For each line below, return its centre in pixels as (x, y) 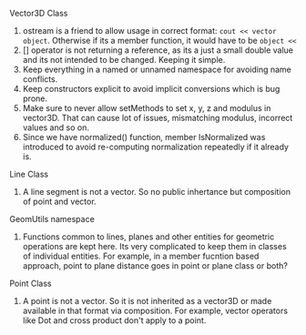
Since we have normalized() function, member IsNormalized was (144, 137)
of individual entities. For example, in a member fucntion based (141, 256)
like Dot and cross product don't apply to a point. (114, 320)
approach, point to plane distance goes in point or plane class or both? (155, 266)
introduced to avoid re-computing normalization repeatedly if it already (156, 147)
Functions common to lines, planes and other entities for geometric (148, 237)
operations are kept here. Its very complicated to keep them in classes (154, 246)
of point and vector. (60, 201)
